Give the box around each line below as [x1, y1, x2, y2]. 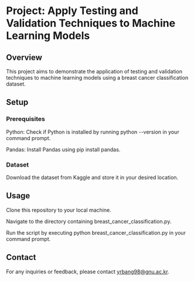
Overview [6, 52, 43, 62]
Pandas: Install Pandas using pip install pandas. [6, 145, 121, 153]
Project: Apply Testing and [6, 4, 139, 18]
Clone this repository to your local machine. [6, 206, 111, 214]
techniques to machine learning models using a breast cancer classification [6, 75, 189, 81]
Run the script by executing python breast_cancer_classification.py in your [6, 229, 186, 236]
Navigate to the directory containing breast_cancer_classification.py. [6, 218, 172, 225]
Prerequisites [6, 115, 45, 123]
